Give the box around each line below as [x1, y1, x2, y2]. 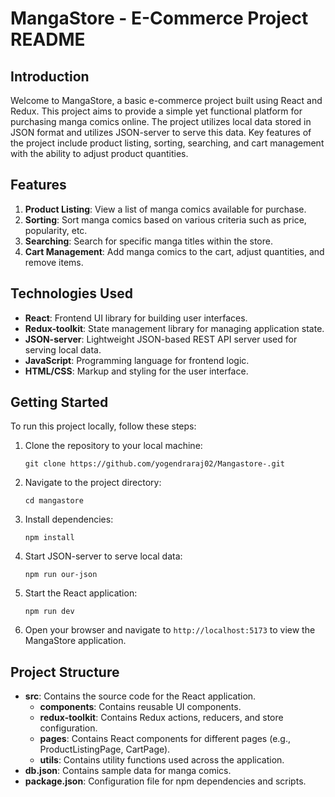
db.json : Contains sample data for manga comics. [24, 765, 232, 777]
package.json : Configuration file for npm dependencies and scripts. [24, 775, 307, 787]
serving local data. [24, 343, 102, 356]
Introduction [10, 68, 90, 85]
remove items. [24, 256, 84, 268]
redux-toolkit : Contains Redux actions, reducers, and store [39, 712, 284, 724]
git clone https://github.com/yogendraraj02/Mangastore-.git [24, 459, 286, 469]
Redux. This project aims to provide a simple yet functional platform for [10, 105, 303, 117]
